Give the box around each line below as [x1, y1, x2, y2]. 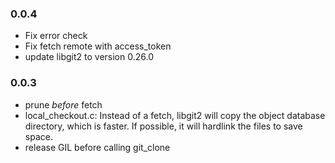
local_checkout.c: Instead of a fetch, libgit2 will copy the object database [24, 109, 326, 121]
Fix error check [24, 30, 88, 42]
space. [24, 130, 53, 142]
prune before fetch [24, 98, 103, 111]
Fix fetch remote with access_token [24, 40, 172, 52]
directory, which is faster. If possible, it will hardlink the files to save [24, 120, 303, 132]
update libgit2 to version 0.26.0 [24, 51, 154, 63]
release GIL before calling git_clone [24, 141, 171, 153]
